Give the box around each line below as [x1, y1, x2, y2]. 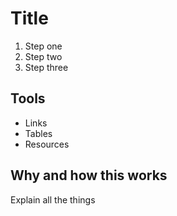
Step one [24, 40, 63, 52]
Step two [24, 50, 63, 62]
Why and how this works [10, 167, 168, 184]
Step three [24, 61, 69, 73]
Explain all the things [10, 193, 96, 206]
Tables [24, 127, 53, 139]
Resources [24, 138, 70, 150]
